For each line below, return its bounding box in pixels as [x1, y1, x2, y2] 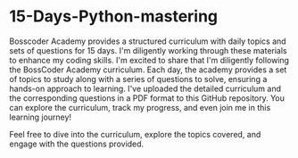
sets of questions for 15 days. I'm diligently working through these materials [9, 45, 287, 55]
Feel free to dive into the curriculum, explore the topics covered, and [9, 129, 261, 139]
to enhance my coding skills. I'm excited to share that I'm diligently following [9, 54, 290, 65]
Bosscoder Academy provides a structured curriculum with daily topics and [9, 36, 287, 46]
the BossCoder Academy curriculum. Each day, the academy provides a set [9, 64, 287, 75]
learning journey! [9, 112, 72, 122]
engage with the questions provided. [9, 138, 145, 149]
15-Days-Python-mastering [9, 6, 219, 27]
